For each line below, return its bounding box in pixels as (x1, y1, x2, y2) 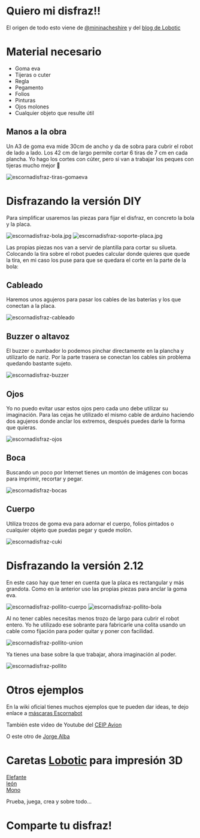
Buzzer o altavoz (6, 331, 70, 341)
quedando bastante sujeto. (6, 360, 72, 367)
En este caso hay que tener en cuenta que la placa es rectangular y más (6, 579, 184, 586)
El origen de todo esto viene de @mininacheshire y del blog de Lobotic (6, 24, 181, 31)
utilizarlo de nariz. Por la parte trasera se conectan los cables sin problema (6, 353, 191, 361)
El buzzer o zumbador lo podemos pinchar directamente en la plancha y (6, 347, 184, 355)
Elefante (6, 773, 27, 780)
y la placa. (6, 220, 32, 228)
